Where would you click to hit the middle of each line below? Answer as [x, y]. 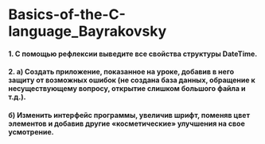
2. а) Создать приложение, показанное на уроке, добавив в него [121, 72]
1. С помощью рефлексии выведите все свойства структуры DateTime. [133, 54]
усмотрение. [31, 131]
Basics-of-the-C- [67, 15]
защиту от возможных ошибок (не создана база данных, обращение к [132, 80]
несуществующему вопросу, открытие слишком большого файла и [127, 89]
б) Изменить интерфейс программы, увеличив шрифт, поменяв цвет [129, 115]
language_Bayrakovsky [88, 31]
